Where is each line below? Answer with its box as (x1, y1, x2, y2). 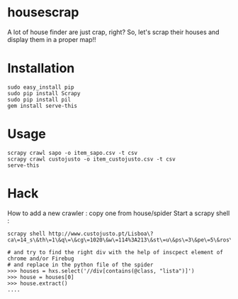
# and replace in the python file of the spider (7, 261, 154, 268)
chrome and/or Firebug (7, 255, 74, 262)
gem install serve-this (7, 102, 78, 109)
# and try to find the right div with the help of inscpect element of (7, 249, 223, 256)
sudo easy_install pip (7, 83, 74, 91)
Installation (7, 60, 75, 77)
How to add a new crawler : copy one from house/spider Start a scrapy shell (7, 209, 230, 217)
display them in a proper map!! (7, 35, 97, 43)
